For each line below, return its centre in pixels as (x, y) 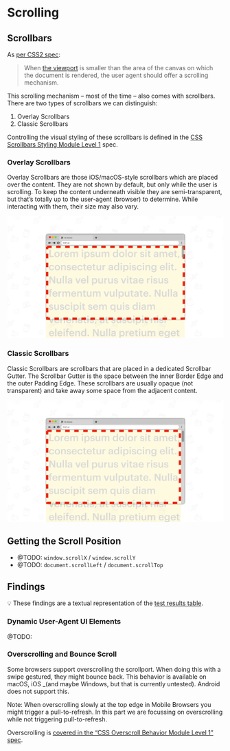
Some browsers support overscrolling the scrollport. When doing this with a (114, 669)
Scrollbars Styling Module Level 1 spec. (62, 145)
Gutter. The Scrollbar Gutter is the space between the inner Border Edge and (115, 376)
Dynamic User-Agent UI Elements (64, 622)
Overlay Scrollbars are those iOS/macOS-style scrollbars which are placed (113, 178)
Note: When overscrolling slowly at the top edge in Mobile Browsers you (109, 704)
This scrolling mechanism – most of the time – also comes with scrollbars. (111, 96)
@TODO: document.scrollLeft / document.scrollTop (90, 565)
